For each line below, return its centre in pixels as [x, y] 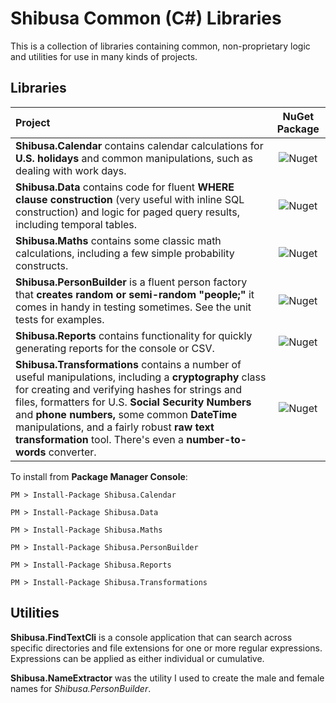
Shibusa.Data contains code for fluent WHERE [125, 187]
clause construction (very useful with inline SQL [130, 199]
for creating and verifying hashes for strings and [129, 389]
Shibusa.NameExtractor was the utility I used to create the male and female [167, 678]
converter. [72, 452]
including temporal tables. [76, 224]
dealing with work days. [71, 170]
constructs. [42, 265]
